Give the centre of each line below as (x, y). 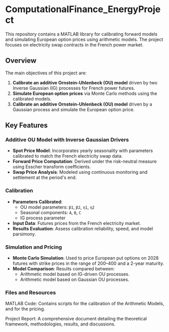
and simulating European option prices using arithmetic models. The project (84, 39)
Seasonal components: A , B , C (51, 212)
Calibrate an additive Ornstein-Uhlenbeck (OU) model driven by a (82, 104)
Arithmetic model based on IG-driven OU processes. (75, 274)
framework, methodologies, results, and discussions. (60, 324)
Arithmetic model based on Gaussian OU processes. (75, 279)
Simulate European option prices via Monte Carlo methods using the (85, 93)
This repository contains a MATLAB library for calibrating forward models (81, 34)
